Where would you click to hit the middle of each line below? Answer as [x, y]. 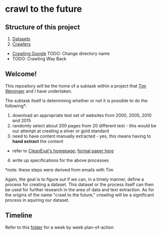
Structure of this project [42, 27]
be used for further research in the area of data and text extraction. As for [80, 189]
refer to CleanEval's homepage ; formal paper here [63, 151]
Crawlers [21, 44]
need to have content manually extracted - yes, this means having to [81, 136]
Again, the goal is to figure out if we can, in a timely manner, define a [75, 179]
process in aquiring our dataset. [37, 200]
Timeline [19, 216]
